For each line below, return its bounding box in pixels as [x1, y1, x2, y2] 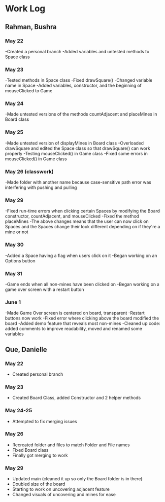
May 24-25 [5, 407, 33, 414]
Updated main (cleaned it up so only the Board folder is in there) [12, 476, 143, 482]
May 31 [5, 270, 23, 277]
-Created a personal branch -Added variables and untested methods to [5, 48, 150, 54]
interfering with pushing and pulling [5, 184, 77, 190]
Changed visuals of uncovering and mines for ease [12, 492, 116, 498]
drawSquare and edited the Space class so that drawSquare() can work [5, 145, 150, 151]
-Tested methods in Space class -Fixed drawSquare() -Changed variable [5, 77, 153, 83]
